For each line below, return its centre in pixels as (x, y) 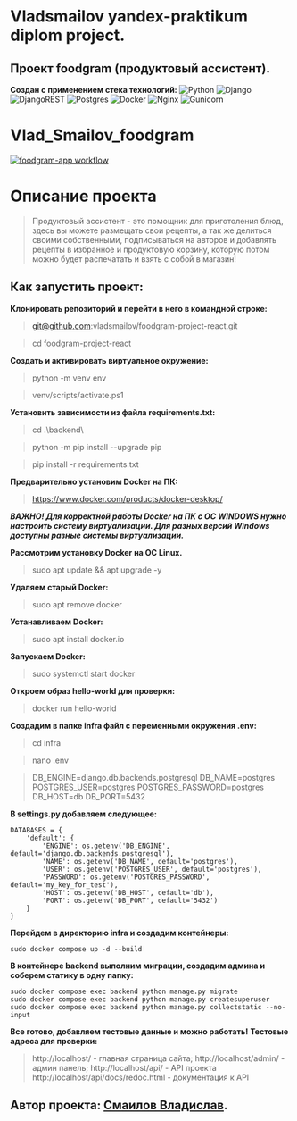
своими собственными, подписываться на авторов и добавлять (154, 239)
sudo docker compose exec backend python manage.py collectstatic (136, 1007)
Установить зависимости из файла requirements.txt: (113, 412)
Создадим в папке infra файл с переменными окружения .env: (133, 725)
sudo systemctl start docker (83, 673)
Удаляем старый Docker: (59, 587)
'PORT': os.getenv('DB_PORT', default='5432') (130, 900)
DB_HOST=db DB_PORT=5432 (88, 796)
